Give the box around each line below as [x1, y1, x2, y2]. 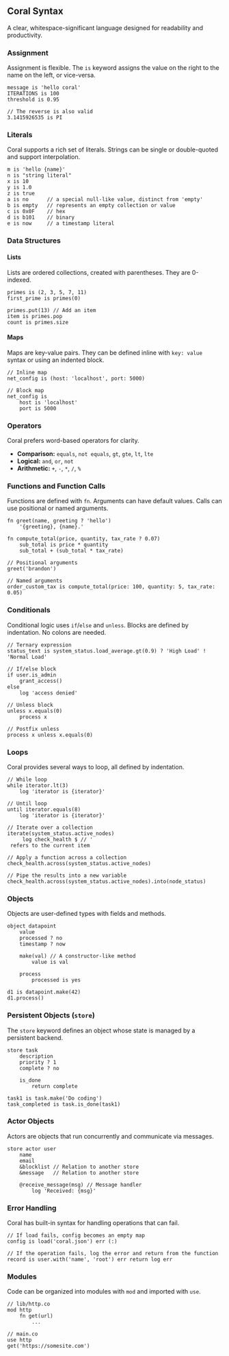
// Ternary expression [7, 641, 72, 649]
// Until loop [7, 800, 48, 807]
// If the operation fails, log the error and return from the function [7, 1250, 219, 1257]
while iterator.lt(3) [7, 782, 69, 789]
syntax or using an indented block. [7, 356, 105, 364]
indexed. [7, 276, 32, 284]
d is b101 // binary [7, 214, 75, 221]
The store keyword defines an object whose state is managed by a [7, 1026, 196, 1034]
